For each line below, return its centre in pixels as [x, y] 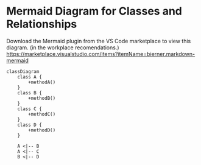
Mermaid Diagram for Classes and [94, 11]
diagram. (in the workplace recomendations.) [63, 47]
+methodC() [42, 114]
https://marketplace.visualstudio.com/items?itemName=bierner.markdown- [101, 54]
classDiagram [23, 71]
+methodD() [42, 130]
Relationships [42, 24]
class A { [30, 77]
